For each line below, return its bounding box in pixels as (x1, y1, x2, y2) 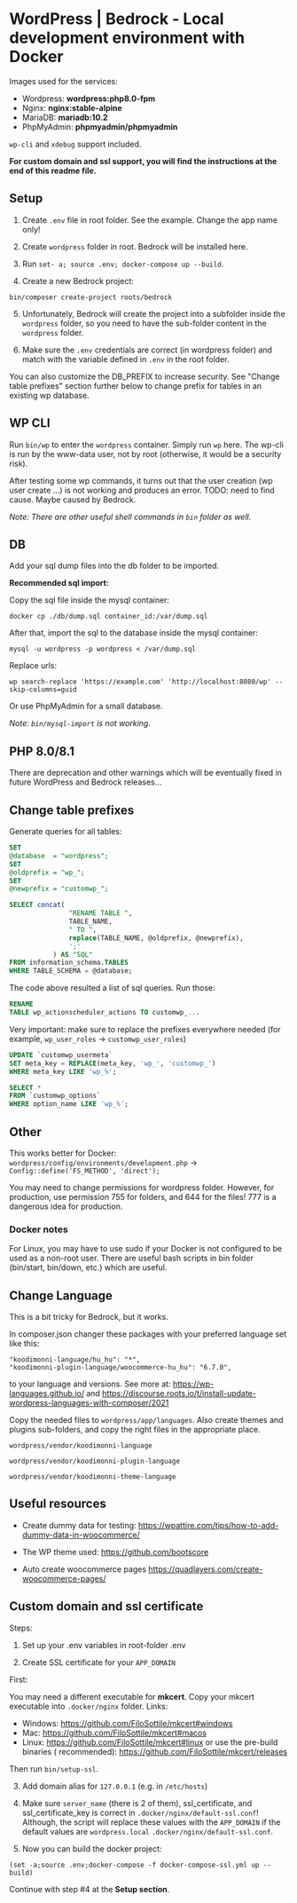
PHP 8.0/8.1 (9, 744, 75, 759)
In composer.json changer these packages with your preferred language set (9, 1329, 287, 1339)
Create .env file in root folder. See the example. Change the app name (21, 214, 277, 225)
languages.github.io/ (9, 1388, 84, 1399)
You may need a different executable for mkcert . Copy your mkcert (9, 1691, 255, 1702)
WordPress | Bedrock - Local (9, 9, 224, 29)
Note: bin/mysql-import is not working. (9, 718, 151, 729)
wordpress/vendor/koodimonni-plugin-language (9, 1457, 180, 1466)
